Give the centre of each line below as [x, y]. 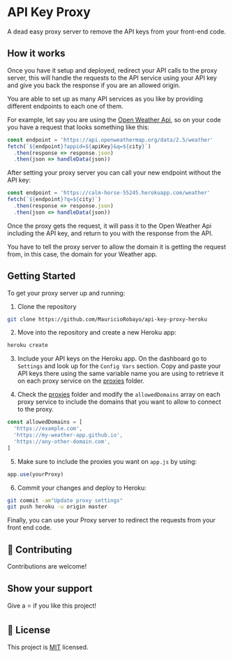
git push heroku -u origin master [58, 507]
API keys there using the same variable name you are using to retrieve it [120, 374]
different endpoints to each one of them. [65, 106]
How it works [36, 53]
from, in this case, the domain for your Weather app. [82, 254]
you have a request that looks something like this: [78, 127]
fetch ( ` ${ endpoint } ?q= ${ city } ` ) [54, 200]
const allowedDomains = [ [45, 422]
